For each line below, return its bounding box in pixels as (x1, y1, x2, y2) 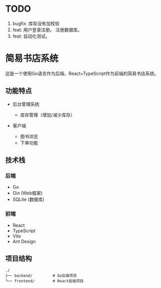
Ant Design (12, 238, 36, 244)
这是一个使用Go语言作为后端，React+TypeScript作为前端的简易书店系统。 (5, 70, 159, 76)
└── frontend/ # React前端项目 (5, 279, 84, 284)
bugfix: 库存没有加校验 (12, 20, 60, 26)
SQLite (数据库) (12, 196, 44, 202)
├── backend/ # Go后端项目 (5, 273, 77, 278)
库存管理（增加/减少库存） (20, 112, 75, 118)
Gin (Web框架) (12, 190, 43, 196)
